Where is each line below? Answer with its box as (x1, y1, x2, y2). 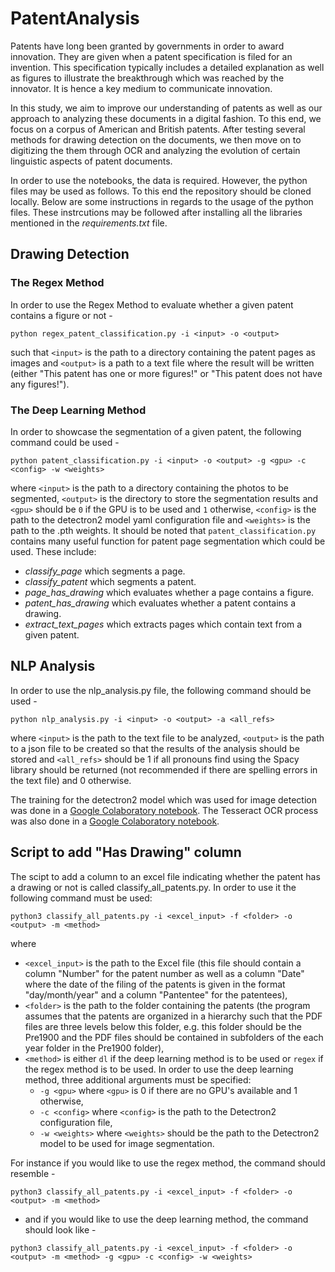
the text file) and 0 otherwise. (10, 774, 132, 786)
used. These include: (10, 545, 97, 557)
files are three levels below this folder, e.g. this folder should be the (24, 1020, 302, 1032)
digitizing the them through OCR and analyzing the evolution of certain (10, 144, 301, 156)
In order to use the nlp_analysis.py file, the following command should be (10, 684, 312, 696)
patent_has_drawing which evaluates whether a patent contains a (24, 597, 297, 609)
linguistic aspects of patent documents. (10, 155, 173, 167)
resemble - (10, 1167, 56, 1179)
